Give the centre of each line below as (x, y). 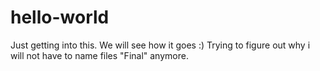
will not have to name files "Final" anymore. (99, 55)
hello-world (60, 17)
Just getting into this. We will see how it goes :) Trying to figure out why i (160, 45)
